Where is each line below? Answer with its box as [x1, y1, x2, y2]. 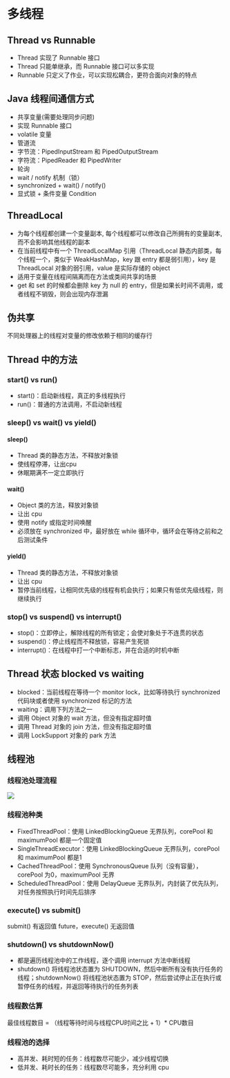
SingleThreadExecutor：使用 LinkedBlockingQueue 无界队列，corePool [17, 844, 220, 852]
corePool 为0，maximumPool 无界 [17, 870, 115, 879]
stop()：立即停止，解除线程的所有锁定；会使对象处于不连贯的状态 [17, 628, 204, 637]
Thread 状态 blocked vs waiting [7, 668, 144, 680]
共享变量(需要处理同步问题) [17, 112, 95, 121]
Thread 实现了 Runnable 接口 [17, 53, 100, 62]
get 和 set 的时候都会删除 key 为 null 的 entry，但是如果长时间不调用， [17, 281, 218, 289]
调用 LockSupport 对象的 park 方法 [17, 731, 117, 739]
